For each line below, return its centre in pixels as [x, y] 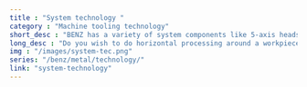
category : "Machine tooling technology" [90, 26]
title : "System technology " [67, 18]
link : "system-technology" [61, 69]
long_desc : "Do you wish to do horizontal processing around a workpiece [155, 43]
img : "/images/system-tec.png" [71, 52]
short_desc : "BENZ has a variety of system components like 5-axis [143, 34]
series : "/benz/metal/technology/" [77, 60]
